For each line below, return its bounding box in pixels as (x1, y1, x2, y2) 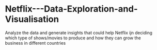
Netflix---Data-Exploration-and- (5, 3, 138, 15)
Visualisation (5, 14, 59, 25)
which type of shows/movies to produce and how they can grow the (5, 35, 141, 41)
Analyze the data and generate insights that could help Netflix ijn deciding (5, 30, 153, 35)
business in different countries (5, 40, 66, 46)
